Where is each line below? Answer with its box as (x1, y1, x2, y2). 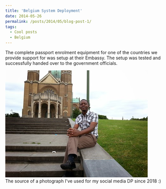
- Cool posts (10, 29, 37, 35)
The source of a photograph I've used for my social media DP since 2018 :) (5, 178, 161, 184)
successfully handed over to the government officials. (5, 60, 118, 66)
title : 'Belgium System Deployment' (5, 8, 82, 13)
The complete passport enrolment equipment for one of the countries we (5, 50, 158, 55)
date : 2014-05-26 (5, 13, 42, 19)
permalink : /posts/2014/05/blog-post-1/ (5, 19, 92, 24)
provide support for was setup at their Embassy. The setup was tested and (5, 55, 161, 61)
